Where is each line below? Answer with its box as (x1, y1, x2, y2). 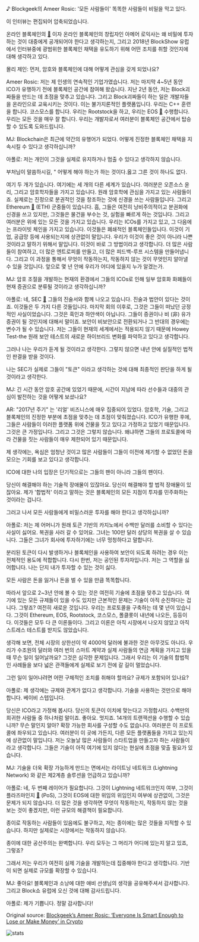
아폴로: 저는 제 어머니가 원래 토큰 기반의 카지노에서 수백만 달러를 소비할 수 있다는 (6, 521, 193, 528)
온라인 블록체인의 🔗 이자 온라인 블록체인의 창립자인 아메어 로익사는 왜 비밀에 (6, 30, 182, 38)
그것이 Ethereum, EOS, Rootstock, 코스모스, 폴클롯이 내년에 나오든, (14, 611, 172, 618)
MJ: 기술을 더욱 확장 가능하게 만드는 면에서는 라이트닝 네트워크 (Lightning (6, 764, 178, 771)
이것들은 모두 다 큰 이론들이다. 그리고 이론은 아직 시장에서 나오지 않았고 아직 (14, 619, 190, 626)
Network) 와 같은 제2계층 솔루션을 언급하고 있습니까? (6, 772, 130, 779)
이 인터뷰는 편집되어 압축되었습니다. (6, 18, 89, 25)
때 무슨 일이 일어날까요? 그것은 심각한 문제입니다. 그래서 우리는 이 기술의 (6, 654, 173, 661)
